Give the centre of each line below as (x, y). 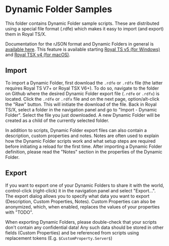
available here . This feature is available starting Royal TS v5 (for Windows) (83, 49)
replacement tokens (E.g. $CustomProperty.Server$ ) (59, 238)
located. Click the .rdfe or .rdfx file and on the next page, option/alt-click (82, 99)
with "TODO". (19, 212)
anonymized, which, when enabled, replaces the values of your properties (82, 207)
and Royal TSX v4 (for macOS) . (38, 55)
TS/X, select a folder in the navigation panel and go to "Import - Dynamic (81, 109)
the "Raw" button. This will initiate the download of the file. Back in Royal (81, 104)
